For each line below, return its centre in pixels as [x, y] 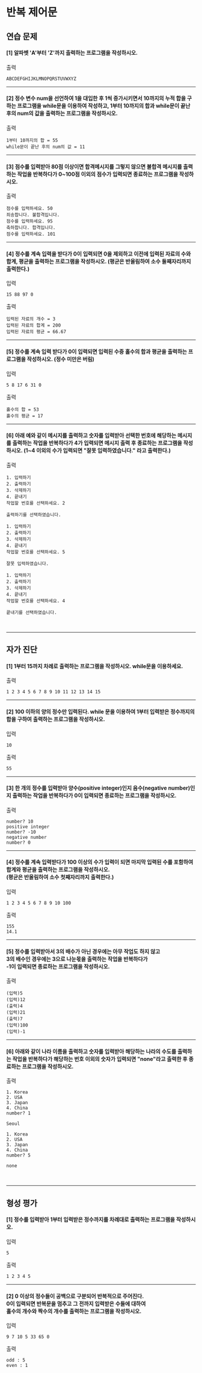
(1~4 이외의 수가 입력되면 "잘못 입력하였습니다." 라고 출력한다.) [97, 450]
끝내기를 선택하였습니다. [32, 612]
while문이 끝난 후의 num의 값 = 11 [46, 147]
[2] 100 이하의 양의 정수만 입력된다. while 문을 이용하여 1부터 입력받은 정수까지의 [101, 711]
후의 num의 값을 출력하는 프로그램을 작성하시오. [62, 113]
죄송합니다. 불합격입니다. [33, 215]
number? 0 [19, 843]
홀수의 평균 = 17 [25, 416]
